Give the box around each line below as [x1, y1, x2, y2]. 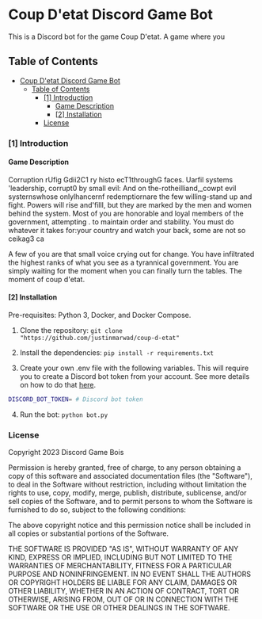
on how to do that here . [19, 380, 97, 390]
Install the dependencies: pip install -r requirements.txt [19, 348, 214, 357]
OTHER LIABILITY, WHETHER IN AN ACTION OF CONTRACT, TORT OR [8, 587, 239, 596]
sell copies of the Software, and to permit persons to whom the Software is [8, 497, 253, 506]
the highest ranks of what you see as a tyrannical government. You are [8, 258, 239, 267]
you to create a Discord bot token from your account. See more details [19, 372, 250, 381]
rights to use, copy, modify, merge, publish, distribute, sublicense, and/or [8, 488, 247, 498]
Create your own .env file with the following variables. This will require [19, 363, 249, 373]
